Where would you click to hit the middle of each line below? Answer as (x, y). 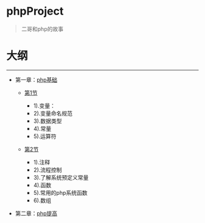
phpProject (35, 11)
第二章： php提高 (36, 213)
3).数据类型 (48, 121)
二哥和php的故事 (42, 29)
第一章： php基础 (36, 79)
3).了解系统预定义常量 (61, 177)
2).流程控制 (48, 170)
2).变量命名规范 (53, 113)
